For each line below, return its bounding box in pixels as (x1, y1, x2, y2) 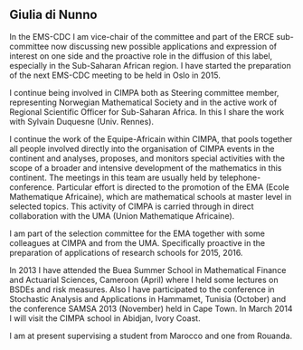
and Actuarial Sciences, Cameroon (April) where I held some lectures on (9, 274, 279, 285)
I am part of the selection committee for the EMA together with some (9, 228, 265, 239)
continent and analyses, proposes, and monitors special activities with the (9, 153, 285, 164)
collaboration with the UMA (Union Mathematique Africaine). (9, 210, 235, 221)
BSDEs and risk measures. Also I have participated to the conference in (9, 284, 275, 295)
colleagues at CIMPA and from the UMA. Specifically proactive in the (9, 237, 265, 248)
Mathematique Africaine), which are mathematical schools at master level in (9, 191, 292, 202)
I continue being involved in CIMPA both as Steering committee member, (9, 87, 279, 98)
